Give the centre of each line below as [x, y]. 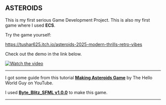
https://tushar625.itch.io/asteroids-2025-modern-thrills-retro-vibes [74, 44]
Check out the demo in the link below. [43, 54]
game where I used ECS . [30, 25]
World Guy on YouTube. [29, 83]
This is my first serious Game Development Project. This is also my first [78, 20]
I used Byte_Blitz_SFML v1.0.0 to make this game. [56, 92]
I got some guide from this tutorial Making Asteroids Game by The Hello [79, 77]
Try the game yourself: [28, 35]
